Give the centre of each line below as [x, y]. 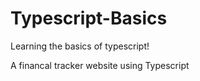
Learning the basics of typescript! [80, 46]
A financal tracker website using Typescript [100, 65]
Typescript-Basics [89, 18]
